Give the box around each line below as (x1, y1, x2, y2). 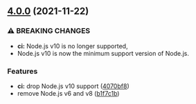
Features (7, 66, 38, 76)
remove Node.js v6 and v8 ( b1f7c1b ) (17, 89, 120, 97)
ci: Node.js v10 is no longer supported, (17, 41, 128, 50)
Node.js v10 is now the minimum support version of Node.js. (17, 49, 189, 57)
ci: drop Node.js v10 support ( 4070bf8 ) (17, 82, 130, 90)
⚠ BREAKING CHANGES (7, 26, 91, 36)
